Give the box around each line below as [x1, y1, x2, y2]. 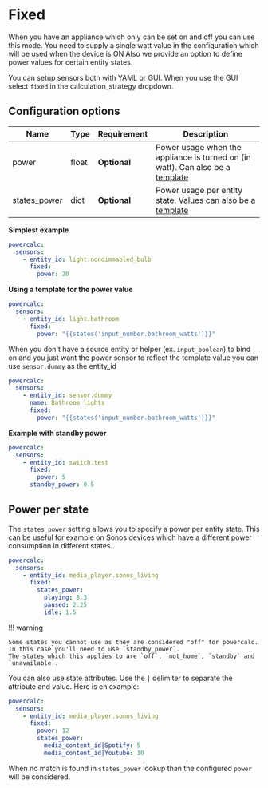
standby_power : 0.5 [29, 481, 94, 489]
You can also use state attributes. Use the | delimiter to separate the [8, 673, 233, 683]
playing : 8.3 [43, 593, 88, 602]
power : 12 [37, 727, 69, 735]
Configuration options [8, 105, 121, 118]
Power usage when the [155, 141, 242, 152]
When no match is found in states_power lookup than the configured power [8, 763, 253, 773]
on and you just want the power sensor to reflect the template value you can [8, 353, 259, 362]
